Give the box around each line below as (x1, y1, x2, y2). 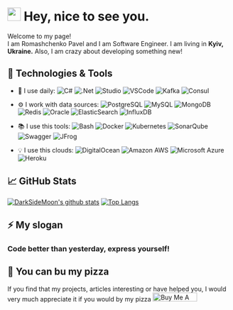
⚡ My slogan (7, 218, 63, 231)
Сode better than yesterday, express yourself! (7, 243, 170, 253)
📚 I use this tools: (17, 121, 71, 131)
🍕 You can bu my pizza (7, 266, 109, 278)
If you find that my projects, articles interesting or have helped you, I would (7, 284, 227, 293)
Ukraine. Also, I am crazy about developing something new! (7, 47, 183, 55)
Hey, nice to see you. (23, 9, 150, 25)
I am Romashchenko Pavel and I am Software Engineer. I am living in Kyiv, (7, 39, 224, 48)
